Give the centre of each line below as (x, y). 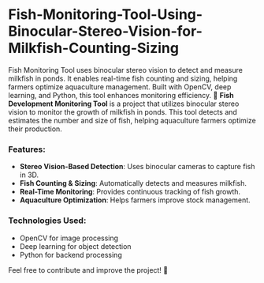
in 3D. (29, 175)
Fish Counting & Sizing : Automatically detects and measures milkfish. (133, 183)
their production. (35, 129)
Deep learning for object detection (75, 246)
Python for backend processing (71, 255)
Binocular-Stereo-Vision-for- (105, 31)
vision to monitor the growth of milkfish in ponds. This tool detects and (123, 111)
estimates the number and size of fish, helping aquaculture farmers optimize (132, 120)
